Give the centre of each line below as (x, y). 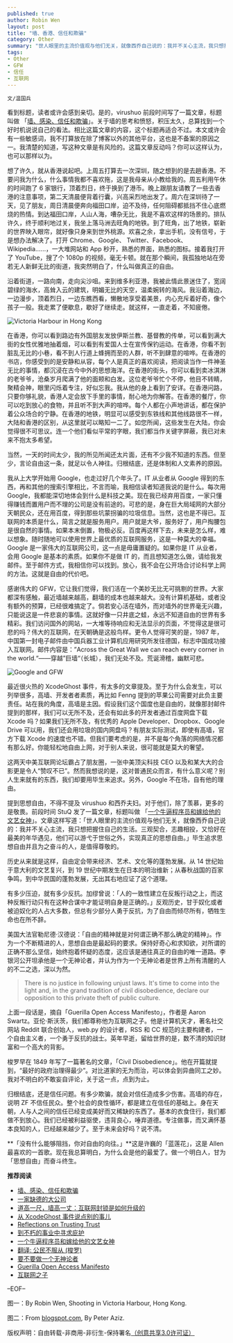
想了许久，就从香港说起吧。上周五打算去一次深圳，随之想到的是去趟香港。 (113, 170)
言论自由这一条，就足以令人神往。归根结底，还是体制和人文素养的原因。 (122, 463)
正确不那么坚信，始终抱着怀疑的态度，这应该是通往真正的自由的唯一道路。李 (116, 952)
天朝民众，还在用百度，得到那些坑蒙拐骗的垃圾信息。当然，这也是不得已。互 (116, 513)
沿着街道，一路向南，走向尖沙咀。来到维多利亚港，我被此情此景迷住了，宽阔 (116, 281)
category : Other (31, 40)
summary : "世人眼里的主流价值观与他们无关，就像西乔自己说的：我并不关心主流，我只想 (115, 46)
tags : (15, 53)
